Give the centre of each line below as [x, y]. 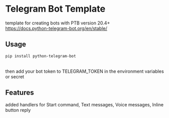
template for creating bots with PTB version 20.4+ [58, 23]
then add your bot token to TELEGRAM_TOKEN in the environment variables [85, 71]
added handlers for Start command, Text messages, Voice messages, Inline [84, 105]
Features [20, 93]
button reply [18, 110]
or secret [15, 76]
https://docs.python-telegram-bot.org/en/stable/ [57, 28]
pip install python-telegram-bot [41, 56]
